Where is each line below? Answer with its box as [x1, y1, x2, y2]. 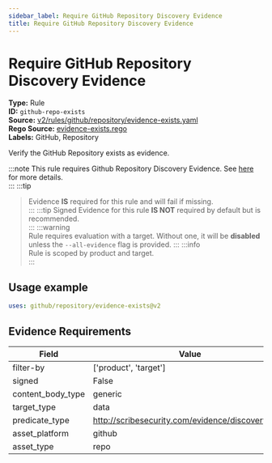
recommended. [28, 214, 79, 223]
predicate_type [12, 414, 70, 426]
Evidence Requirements [8, 325, 132, 338]
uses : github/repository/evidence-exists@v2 [8, 302, 161, 310]
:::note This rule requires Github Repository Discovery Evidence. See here [8, 164, 254, 174]
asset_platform [12, 427, 70, 439]
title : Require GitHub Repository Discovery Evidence [8, 19, 194, 28]
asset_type [12, 440, 54, 452]
